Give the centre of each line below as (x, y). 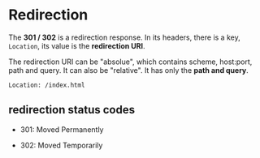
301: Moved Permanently (62, 129)
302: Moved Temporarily (61, 145)
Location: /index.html (47, 85)
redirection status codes (72, 110)
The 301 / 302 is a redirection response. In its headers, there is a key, (125, 37)
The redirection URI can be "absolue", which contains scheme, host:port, (130, 62)
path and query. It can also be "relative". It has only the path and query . (129, 70)
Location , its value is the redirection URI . (77, 45)
